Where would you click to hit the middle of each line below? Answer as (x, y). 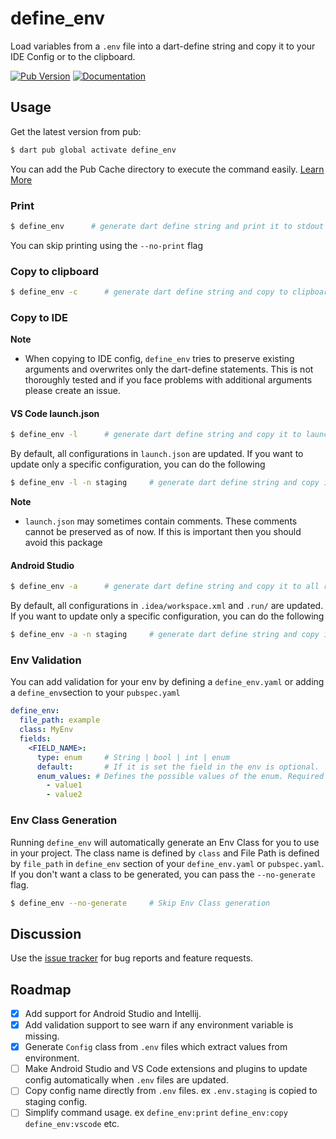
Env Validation (46, 660)
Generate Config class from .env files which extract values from (156, 1047)
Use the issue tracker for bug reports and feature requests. (132, 958)
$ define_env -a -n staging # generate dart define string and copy (165, 635)
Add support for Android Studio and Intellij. (113, 1014)
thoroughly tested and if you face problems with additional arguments (168, 380)
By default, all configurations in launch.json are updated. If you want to (157, 454)
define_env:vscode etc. (72, 1124)
